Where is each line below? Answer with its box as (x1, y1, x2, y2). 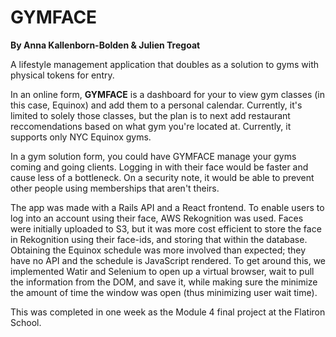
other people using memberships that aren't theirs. (10, 182, 220, 194)
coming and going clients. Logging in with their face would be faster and (10, 161, 309, 173)
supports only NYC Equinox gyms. (10, 131, 152, 143)
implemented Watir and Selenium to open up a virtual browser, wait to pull (10, 265, 315, 277)
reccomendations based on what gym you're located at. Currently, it (10, 120, 292, 132)
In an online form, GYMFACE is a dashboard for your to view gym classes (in (10, 88, 326, 100)
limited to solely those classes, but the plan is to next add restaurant (10, 109, 291, 121)
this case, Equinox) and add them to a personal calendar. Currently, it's (10, 99, 303, 111)
